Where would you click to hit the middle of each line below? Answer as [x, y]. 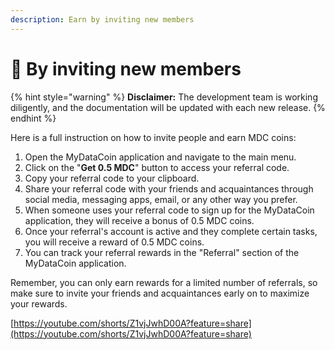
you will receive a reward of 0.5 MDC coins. [114, 242]
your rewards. [39, 303]
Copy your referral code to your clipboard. [112, 178]
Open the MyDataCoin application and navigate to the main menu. [160, 157]
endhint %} [33, 118]
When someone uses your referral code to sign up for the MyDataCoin [169, 210]
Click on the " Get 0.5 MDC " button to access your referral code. [157, 167]
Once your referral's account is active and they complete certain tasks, [171, 231]
